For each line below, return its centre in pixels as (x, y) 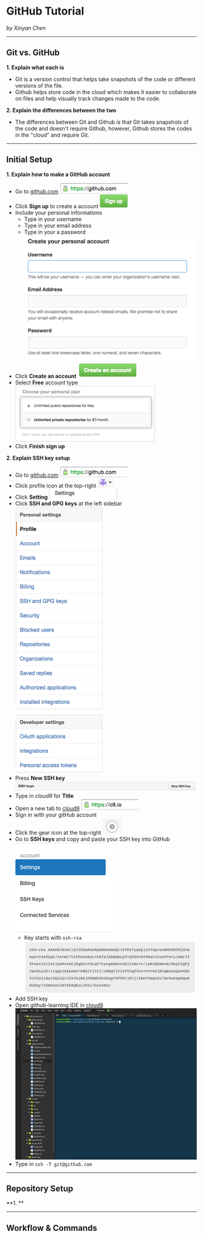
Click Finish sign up (40, 446)
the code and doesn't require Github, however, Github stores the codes (103, 128)
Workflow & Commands (52, 1228)
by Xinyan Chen (26, 28)
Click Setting (31, 497)
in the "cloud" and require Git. (52, 135)
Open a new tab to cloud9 (47, 809)
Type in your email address (58, 225)
